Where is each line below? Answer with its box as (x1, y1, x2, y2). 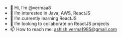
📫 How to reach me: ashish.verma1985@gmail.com (10, 26, 117, 32)
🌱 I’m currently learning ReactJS (10, 15, 77, 21)
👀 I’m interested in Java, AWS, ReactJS (10, 10, 91, 16)
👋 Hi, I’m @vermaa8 (10, 5, 51, 10)
